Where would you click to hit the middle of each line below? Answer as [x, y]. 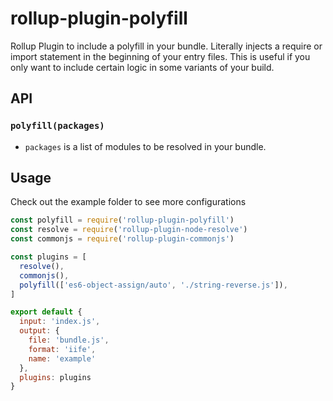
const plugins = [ [48, 257]
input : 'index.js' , [60, 322]
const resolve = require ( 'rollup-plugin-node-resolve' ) [129, 230]
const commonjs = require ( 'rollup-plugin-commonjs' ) [122, 239]
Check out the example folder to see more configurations [128, 202]
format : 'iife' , [62, 349]
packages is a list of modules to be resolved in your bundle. [145, 146]
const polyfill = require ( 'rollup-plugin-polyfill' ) [122, 220]
